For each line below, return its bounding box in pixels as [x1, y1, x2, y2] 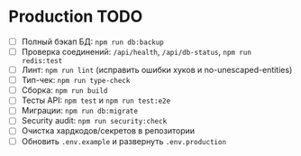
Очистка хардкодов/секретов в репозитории [21, 125, 196, 136]
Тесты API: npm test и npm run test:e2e [21, 95, 171, 106]
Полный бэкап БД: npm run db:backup [21, 36, 164, 47]
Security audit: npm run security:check [21, 115, 168, 126]
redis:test [21, 57, 63, 66]
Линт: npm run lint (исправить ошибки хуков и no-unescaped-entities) [21, 65, 293, 76]
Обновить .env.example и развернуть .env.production [21, 135, 227, 146]
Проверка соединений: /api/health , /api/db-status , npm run [21, 47, 251, 57]
